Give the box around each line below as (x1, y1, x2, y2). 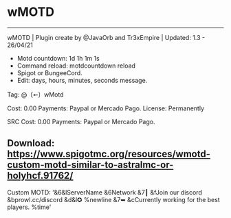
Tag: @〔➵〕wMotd (7, 90, 64, 99)
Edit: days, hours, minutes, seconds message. (16, 76, 148, 84)
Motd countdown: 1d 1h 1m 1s (16, 54, 100, 62)
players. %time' (7, 203, 52, 211)
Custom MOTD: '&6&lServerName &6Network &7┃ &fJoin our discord (7, 188, 203, 197)
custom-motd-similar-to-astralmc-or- (7, 159, 174, 171)
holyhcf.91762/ (7, 170, 74, 181)
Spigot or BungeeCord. (16, 68, 82, 77)
